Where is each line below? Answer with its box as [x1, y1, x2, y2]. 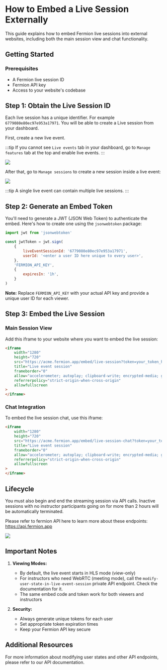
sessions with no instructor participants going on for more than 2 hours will [5, 503, 159, 509]
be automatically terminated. [5, 508, 64, 514]
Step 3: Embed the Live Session [5, 310, 105, 318]
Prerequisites [5, 65, 38, 72]
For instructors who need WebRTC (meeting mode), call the [19, 575, 142, 581]
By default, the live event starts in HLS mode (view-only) [19, 570, 136, 576]
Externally [5, 14, 48, 25]
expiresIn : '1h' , [23, 272, 59, 277]
